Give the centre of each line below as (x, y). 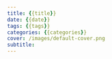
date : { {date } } (29, 20)
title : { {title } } (32, 13)
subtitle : (21, 45)
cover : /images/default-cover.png (56, 39)
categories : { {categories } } (47, 32)
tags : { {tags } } (29, 26)
